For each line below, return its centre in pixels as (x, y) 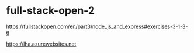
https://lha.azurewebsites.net (41, 44)
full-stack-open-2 (51, 11)
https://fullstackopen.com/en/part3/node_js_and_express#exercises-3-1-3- (97, 26)
